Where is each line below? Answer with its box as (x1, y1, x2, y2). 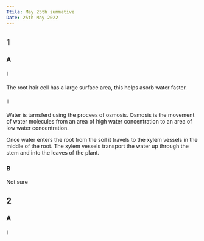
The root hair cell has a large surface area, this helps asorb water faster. (6, 84, 188, 91)
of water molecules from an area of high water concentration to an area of (6, 118, 192, 125)
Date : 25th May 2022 (6, 15, 59, 21)
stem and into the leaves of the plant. (6, 149, 99, 156)
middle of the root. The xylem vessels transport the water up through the (6, 142, 189, 150)
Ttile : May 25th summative (6, 9, 75, 15)
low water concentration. (6, 124, 69, 131)
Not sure (6, 178, 29, 186)
